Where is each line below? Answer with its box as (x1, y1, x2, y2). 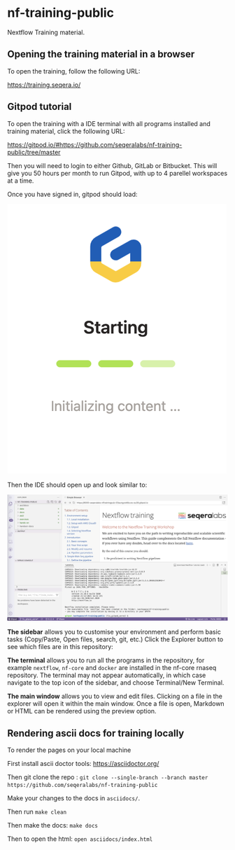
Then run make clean (7, 807, 67, 816)
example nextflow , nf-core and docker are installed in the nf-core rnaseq (7, 664, 217, 672)
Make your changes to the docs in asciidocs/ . (7, 794, 141, 802)
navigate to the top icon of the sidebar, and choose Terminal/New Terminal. (7, 678, 225, 687)
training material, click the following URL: (7, 127, 125, 135)
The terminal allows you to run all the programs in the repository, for (7, 656, 205, 664)
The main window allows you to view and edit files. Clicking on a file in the (7, 692, 222, 701)
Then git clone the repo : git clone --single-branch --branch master (7, 773, 208, 781)
